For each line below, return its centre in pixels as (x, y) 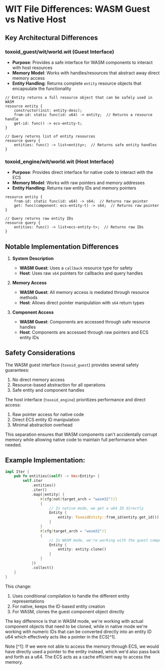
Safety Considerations (40, 353)
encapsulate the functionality (41, 88)
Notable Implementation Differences (62, 246)
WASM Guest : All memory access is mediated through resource (84, 292)
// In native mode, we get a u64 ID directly (96, 508)
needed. (14, 445)
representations (28, 601)
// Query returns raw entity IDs (39, 219)
